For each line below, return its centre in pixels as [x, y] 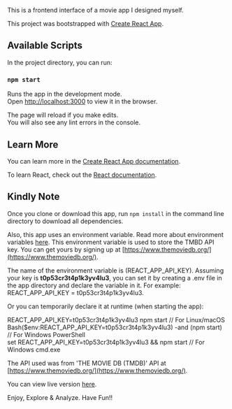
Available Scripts [45, 46]
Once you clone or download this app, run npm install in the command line [116, 213]
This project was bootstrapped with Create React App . [86, 23]
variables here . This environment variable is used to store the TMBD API [111, 242]
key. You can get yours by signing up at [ [66, 249]
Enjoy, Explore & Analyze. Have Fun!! [60, 397]
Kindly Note [34, 197]
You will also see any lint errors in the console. [74, 122]
